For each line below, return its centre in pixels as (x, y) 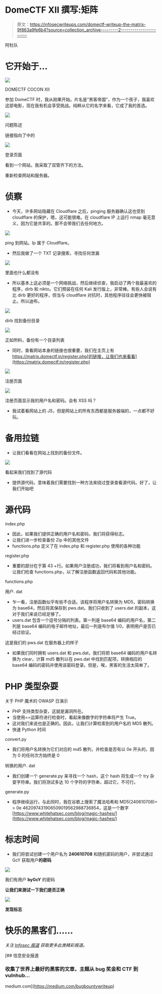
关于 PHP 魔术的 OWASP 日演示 (37, 701)
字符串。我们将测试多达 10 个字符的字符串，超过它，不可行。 (77, 782)
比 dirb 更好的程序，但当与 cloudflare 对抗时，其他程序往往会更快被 (79, 295)
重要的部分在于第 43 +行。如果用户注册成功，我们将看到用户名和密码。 (83, 566)
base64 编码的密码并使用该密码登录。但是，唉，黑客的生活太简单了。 (82, 665)
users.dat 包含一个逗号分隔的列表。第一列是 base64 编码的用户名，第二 (84, 620)
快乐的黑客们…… (39, 931)
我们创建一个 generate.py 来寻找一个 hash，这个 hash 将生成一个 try (81, 776)
